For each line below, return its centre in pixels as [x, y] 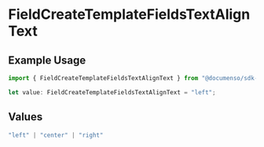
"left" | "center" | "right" [56, 135]
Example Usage [47, 60]
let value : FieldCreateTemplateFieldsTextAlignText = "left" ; [112, 92]
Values [26, 117]
